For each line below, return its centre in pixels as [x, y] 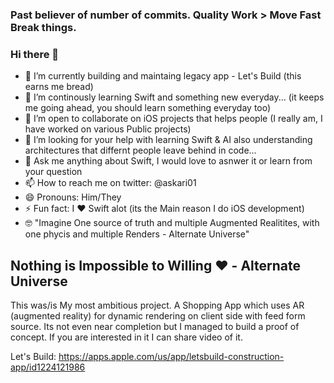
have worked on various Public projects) [108, 129]
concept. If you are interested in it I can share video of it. [126, 337]
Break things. [43, 27]
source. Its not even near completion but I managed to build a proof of [155, 327]
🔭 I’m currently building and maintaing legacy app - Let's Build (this [163, 76]
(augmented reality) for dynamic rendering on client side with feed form [158, 316]
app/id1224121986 [48, 367]
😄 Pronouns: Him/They [73, 197]
